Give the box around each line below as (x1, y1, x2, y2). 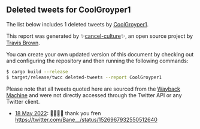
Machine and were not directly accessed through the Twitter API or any (6, 91, 182, 98)
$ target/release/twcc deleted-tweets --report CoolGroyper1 (6, 74, 162, 80)
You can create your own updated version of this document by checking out (6, 50, 194, 58)
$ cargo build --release (6, 68, 68, 74)
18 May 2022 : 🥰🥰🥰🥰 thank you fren (14, 109, 101, 116)
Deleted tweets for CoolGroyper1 (6, 5, 131, 15)
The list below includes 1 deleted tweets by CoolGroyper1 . (6, 20, 149, 28)
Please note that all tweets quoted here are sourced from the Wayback (6, 85, 181, 92)
